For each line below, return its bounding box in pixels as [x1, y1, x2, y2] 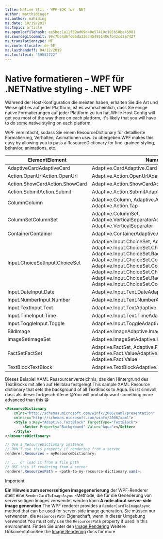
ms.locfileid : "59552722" [5, 52, 57, 57]
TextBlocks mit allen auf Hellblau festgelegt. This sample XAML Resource [5, 382, 150, 387]
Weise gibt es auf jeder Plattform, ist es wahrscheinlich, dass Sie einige [5, 105, 148, 111]
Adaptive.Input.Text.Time [91, 312, 149, 319]
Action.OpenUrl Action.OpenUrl [7, 173, 78, 180]
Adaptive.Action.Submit [91, 188, 146, 195]
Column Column [7, 200, 43, 206]
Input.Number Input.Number [7, 297, 70, 303]
